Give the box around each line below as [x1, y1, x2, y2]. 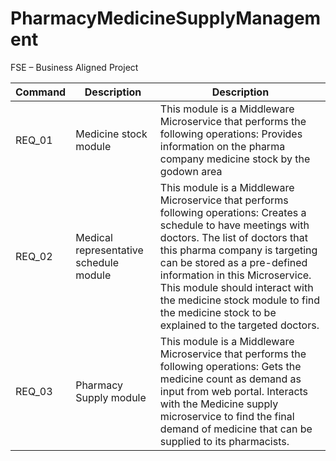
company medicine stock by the [159, 152, 311, 166]
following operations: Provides [159, 127, 303, 141]
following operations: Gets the [159, 359, 302, 373]
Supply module [75, 390, 147, 404]
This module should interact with [159, 280, 314, 294]
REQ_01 [15, 133, 53, 147]
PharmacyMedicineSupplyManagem [10, 7, 322, 30]
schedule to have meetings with [159, 218, 310, 232]
